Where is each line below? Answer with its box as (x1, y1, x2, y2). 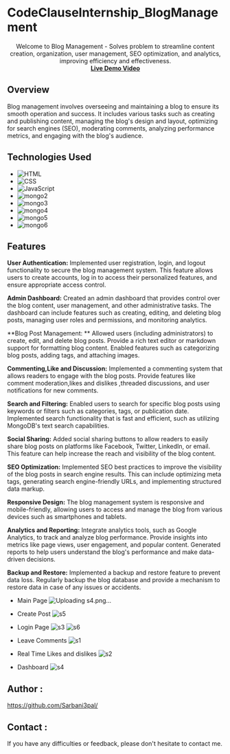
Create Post (16, 610, 51, 618)
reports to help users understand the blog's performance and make (7, 548, 198, 556)
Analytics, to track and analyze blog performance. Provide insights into (7, 533, 208, 542)
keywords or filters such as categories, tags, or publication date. (7, 407, 189, 415)
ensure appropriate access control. (7, 280, 106, 289)
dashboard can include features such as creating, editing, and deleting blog (7, 309, 221, 317)
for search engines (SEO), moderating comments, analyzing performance (7, 124, 215, 132)
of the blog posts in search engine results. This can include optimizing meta (7, 470, 222, 478)
